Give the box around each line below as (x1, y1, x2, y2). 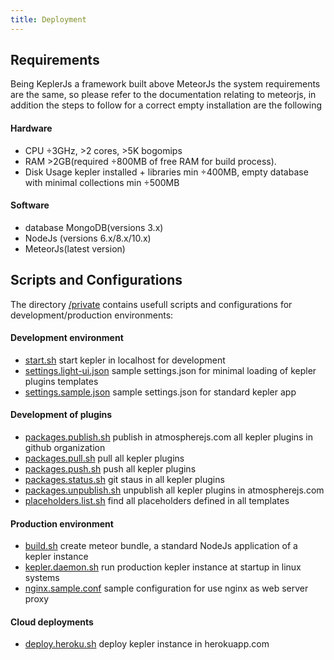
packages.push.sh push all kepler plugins (24, 463, 197, 475)
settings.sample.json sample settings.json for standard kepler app (24, 386, 297, 398)
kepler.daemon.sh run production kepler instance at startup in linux (24, 561, 302, 573)
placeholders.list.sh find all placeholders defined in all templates (24, 495, 290, 507)
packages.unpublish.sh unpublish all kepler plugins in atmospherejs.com (24, 484, 325, 496)
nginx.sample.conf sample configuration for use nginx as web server (24, 582, 309, 595)
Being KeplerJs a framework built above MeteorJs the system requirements (10, 78, 321, 90)
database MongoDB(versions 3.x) (24, 221, 164, 233)
